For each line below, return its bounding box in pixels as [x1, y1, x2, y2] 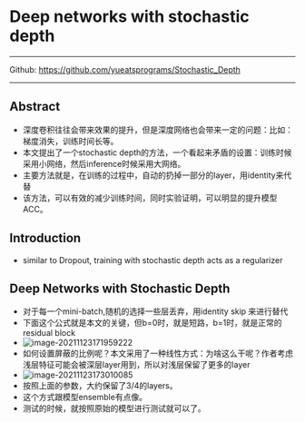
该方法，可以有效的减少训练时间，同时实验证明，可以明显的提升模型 [22, 192, 278, 203]
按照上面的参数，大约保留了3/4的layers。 [22, 380, 178, 391]
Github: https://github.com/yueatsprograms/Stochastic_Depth [9, 64, 241, 74]
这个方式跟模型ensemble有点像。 [22, 392, 148, 403]
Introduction [9, 231, 82, 246]
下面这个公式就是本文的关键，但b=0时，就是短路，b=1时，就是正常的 [22, 318, 282, 329]
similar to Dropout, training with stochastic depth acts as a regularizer [22, 254, 283, 265]
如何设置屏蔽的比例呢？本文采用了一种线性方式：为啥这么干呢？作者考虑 [22, 348, 293, 359]
